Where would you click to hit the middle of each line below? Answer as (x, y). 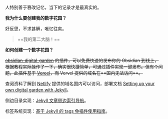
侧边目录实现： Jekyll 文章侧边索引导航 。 (47, 100)
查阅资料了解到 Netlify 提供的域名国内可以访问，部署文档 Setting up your (80, 83)
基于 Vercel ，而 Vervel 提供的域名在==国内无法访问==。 (85, 73)
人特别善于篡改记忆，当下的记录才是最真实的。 (53, 7)
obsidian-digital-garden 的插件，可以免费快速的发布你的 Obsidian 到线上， (82, 60)
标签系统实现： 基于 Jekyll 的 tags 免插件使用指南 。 (57, 111)
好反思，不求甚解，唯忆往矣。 (36, 28)
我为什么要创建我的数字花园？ (36, 18)
